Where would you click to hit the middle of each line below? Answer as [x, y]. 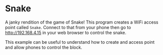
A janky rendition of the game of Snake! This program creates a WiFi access [82, 22]
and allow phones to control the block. [44, 47]
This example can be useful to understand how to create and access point [80, 42]
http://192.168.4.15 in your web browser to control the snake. [66, 32]
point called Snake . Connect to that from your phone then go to [68, 27]
